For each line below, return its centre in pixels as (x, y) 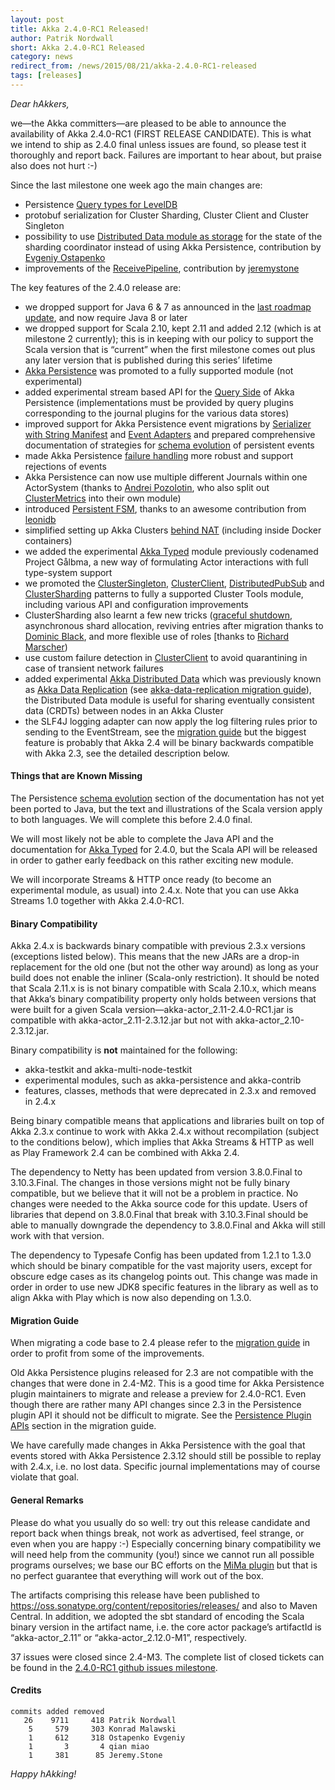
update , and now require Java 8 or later (106, 317)
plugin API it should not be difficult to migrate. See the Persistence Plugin (161, 1415)
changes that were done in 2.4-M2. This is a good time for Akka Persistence (167, 1383)
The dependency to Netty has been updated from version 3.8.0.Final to (156, 1172)
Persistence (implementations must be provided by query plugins (159, 402)
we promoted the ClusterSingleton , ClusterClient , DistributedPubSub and (174, 583)
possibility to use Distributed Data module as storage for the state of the (173, 236)
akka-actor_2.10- (269, 1020)
